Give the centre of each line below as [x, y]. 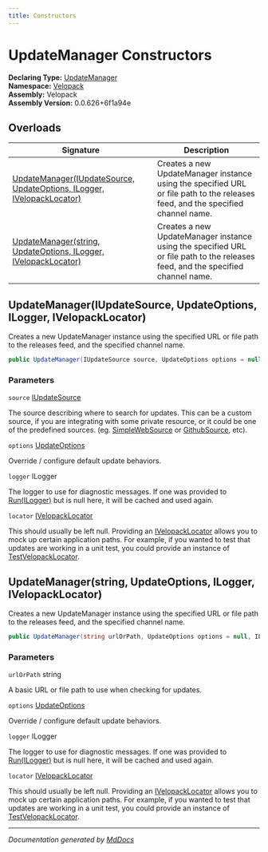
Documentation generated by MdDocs [71, 840]
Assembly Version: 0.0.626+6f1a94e [70, 103]
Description [207, 150]
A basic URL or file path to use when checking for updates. [105, 690]
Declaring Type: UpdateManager [63, 77]
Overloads [35, 127]
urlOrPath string [35, 675]
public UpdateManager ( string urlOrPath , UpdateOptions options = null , [130, 637]
